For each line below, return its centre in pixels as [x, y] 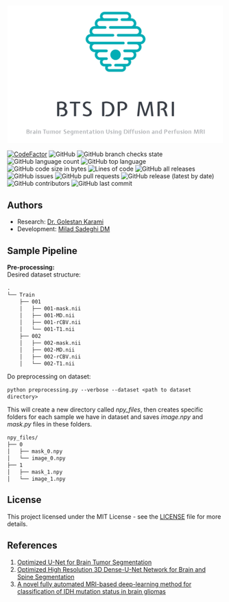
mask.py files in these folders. [50, 424]
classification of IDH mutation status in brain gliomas [91, 591]
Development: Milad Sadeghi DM [63, 229]
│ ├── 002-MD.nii [47, 350]
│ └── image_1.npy [37, 479]
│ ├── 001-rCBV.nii [50, 323]
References [32, 546]
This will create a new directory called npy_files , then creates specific [105, 410]
